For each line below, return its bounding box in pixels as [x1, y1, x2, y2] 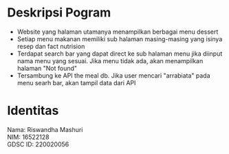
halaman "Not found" [17, 64, 78, 72]
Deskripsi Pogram [7, 5, 111, 21]
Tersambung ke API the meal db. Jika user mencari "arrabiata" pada [17, 71, 211, 80]
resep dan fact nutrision [17, 42, 85, 50]
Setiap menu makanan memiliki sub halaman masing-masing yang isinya [17, 34, 223, 43]
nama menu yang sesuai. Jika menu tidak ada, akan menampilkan [17, 56, 204, 65]
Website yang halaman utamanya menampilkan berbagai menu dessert [17, 27, 219, 36]
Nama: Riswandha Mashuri [7, 125, 83, 133]
